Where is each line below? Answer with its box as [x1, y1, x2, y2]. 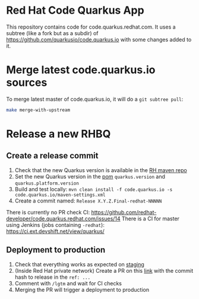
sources [6, 76, 48, 89]
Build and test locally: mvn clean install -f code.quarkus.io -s [14, 185, 173, 192]
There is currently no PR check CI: [6, 208, 90, 216]
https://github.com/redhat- [91, 208, 157, 216]
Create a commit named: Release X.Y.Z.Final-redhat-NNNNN [14, 197, 162, 204]
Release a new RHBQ [6, 127, 111, 141]
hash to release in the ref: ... [14, 273, 91, 281]
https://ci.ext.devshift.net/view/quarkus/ [6, 228, 105, 235]
